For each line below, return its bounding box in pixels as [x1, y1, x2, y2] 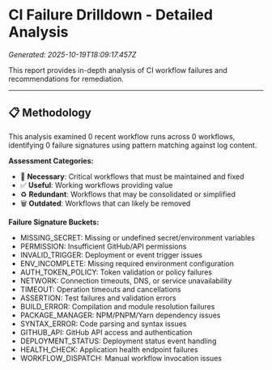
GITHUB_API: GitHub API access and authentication [19, 327, 193, 337]
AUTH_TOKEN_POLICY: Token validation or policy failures [19, 267, 213, 277]
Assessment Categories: [8, 155, 94, 165]
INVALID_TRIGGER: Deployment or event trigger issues [19, 249, 202, 260]
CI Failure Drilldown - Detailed [8, 6, 213, 24]
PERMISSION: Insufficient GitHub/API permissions [19, 241, 187, 251]
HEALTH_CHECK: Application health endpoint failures [19, 344, 198, 354]
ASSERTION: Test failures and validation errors [19, 293, 176, 303]
